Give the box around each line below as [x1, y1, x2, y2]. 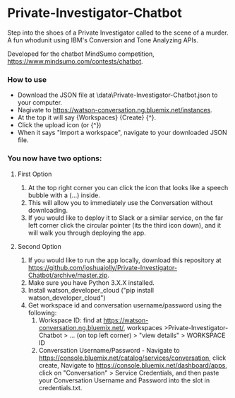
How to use [7, 74, 47, 84]
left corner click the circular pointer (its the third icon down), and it [28, 221, 221, 229]
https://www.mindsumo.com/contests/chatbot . [7, 57, 143, 65]
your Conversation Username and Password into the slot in [38, 376, 210, 385]
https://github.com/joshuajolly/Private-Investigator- [28, 263, 178, 271]
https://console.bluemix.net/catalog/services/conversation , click [38, 353, 227, 362]
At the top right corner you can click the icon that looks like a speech [28, 183, 229, 192]
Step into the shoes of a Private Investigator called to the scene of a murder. [7, 28, 229, 37]
